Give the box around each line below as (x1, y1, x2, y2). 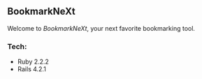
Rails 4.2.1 (17, 65, 47, 73)
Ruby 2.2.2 (17, 57, 49, 66)
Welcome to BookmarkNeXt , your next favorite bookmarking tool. (7, 24, 196, 32)
